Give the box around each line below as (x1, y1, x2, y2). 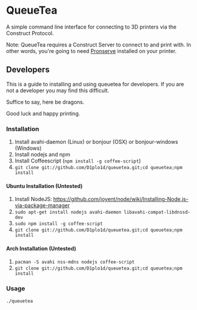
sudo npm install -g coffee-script (14, 221, 103, 227)
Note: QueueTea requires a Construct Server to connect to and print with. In (6, 41, 192, 48)
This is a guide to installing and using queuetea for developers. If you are (6, 80, 185, 87)
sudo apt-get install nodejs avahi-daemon (14, 209, 122, 215)
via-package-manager (14, 202, 70, 209)
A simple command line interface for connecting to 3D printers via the (6, 23, 177, 30)
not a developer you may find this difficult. (6, 87, 110, 94)
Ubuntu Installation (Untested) (6, 182, 83, 189)
